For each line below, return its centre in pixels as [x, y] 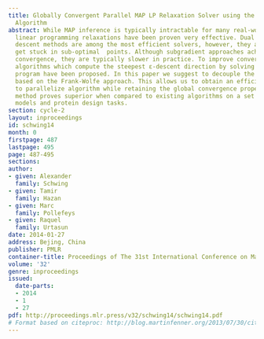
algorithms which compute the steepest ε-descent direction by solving [135, 67]
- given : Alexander [40, 177]
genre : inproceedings [44, 271]
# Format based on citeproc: [56, 322]
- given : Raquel [35, 220]
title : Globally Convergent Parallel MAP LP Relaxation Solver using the [132, 15]
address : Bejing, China [47, 242]
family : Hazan [38, 198]
